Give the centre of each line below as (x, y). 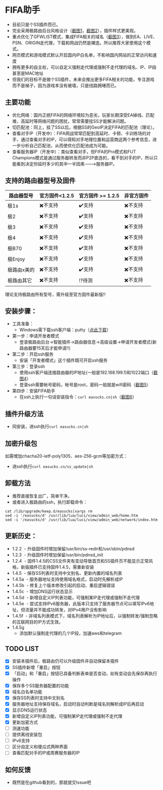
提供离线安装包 (27, 734)
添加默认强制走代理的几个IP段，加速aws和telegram (71, 633)
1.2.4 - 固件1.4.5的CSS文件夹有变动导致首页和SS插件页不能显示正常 (80, 561)
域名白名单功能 (27, 691)
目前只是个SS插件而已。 (36, 24)
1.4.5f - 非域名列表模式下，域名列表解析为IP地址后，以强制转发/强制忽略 (85, 616)
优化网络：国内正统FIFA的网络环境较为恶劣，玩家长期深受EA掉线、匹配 (83, 115)
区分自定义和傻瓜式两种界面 (40, 747)
